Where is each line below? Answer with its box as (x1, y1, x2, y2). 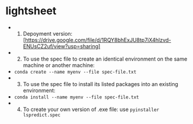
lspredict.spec (22, 112, 60, 118)
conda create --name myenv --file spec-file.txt (14, 69, 137, 75)
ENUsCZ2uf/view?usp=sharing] (22, 43, 101, 50)
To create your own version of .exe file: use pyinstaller (22, 106, 159, 113)
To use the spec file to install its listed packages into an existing (22, 80, 179, 87)
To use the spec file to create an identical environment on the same (22, 55, 188, 62)
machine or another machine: (22, 61, 95, 69)
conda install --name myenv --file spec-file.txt (14, 94, 140, 100)
